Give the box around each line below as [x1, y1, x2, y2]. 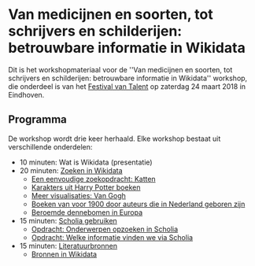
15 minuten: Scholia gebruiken [19, 216, 118, 225]
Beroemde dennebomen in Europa [31, 207, 143, 217]
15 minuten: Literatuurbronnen [19, 241, 118, 250]
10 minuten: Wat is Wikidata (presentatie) [19, 157, 153, 167]
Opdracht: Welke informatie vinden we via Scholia [31, 232, 194, 242]
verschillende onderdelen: [8, 142, 93, 151]
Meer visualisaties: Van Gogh [31, 190, 126, 200]
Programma [8, 113, 67, 127]
